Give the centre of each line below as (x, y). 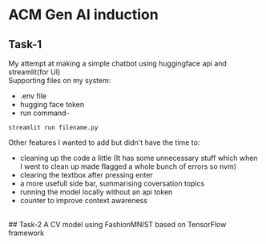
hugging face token (52, 104)
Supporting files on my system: (60, 80)
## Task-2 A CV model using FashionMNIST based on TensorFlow (117, 224)
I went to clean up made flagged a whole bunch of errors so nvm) (128, 166)
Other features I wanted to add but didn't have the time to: (104, 142)
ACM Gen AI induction (83, 15)
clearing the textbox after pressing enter (87, 175)
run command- (44, 113)
